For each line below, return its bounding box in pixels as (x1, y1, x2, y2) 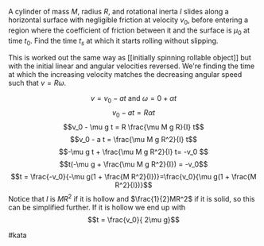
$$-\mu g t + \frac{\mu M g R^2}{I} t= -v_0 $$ (58, 147, 209, 156)
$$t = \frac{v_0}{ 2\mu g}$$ (87, 214, 181, 225)
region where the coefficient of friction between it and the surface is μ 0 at (8, 25, 250, 37)
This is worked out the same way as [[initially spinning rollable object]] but (8, 53, 252, 63)
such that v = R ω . (8, 79, 66, 88)
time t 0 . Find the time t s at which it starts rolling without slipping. (8, 36, 219, 47)
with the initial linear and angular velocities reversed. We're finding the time (8, 61, 255, 71)
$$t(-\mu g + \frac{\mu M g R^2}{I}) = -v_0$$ (59, 159, 208, 169)
